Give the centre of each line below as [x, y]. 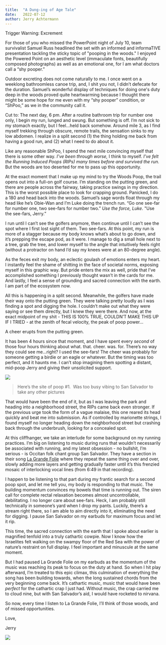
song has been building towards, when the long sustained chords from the [81, 578]
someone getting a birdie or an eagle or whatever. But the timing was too [79, 357]
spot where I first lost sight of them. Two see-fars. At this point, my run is [80, 229]
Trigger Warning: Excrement [34, 33]
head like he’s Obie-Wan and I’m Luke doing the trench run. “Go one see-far [83, 203]
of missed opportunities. [30, 609]
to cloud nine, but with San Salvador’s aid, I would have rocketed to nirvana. [83, 594]
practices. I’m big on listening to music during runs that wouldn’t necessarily [83, 443]
